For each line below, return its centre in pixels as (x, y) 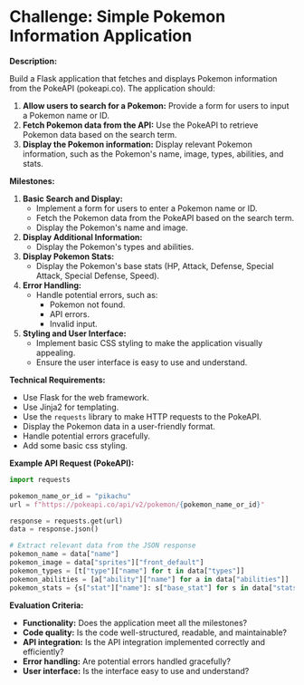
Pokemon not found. (87, 304)
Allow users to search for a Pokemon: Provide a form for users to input (156, 105)
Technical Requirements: (57, 380)
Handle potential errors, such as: (97, 294)
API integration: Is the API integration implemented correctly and (143, 642)
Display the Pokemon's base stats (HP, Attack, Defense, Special (155, 265)
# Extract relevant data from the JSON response (103, 545)
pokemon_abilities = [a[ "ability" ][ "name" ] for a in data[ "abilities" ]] (149, 579)
